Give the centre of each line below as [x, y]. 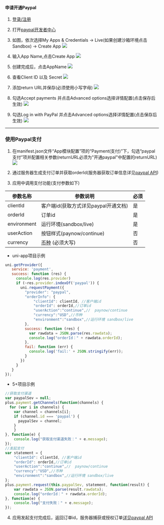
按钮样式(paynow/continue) [73, 233]
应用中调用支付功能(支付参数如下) [46, 183]
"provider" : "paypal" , [48, 292]
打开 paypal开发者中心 [34, 30]
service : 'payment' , [32, 269]
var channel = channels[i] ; [42, 412]
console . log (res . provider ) [43, 279]
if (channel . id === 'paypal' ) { [47, 416]
